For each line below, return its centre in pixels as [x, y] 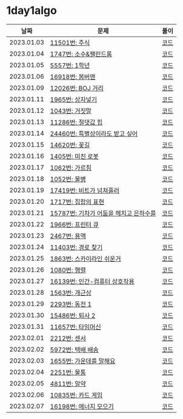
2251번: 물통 [68, 372]
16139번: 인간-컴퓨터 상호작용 [92, 281]
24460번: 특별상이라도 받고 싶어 [94, 133]
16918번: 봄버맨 [73, 76]
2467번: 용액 [68, 236]
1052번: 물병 [68, 179]
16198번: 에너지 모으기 [82, 406]
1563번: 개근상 [71, 293]
